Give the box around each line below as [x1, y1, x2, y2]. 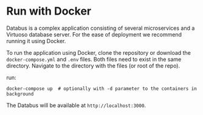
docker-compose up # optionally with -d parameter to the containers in [6, 85, 198, 92]
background [6, 91, 34, 97]
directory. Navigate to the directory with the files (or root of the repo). [6, 62, 181, 69]
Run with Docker [6, 4, 92, 18]
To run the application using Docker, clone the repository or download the [6, 49, 191, 56]
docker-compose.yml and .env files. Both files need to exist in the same [6, 55, 182, 63]
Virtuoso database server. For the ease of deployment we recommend [6, 30, 182, 38]
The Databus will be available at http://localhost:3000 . [6, 102, 146, 109]
